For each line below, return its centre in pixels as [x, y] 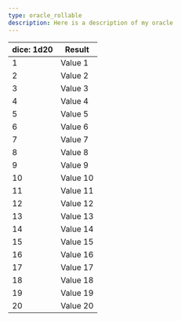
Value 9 [74, 164]
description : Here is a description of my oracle [91, 23]
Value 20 [77, 305]
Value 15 [77, 242]
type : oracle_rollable [45, 15]
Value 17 [77, 267]
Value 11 [77, 190]
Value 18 [77, 280]
